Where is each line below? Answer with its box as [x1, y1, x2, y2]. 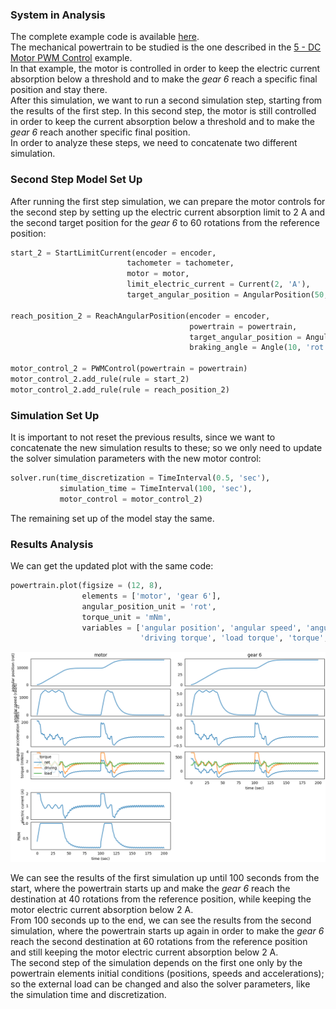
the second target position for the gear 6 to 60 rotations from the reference [10, 216, 320, 228]
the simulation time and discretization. [10, 988, 167, 1000]
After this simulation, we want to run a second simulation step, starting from [10, 94, 323, 107]
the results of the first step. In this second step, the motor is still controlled [10, 105, 317, 117]
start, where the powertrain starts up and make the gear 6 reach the [10, 882, 291, 894]
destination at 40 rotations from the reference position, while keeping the [10, 893, 312, 905]
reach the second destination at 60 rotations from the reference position [10, 935, 308, 947]
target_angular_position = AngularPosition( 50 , [126, 290, 329, 300]
